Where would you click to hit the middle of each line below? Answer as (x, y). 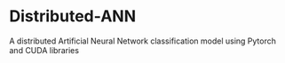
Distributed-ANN (72, 16)
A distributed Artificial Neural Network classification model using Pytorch (143, 41)
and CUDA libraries (44, 50)
